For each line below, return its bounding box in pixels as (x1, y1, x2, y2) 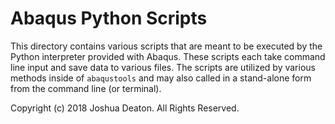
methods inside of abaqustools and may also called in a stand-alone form (10, 72, 312, 84)
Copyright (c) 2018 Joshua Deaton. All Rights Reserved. (10, 102, 240, 114)
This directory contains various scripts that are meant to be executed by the (10, 40, 323, 52)
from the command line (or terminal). (10, 82, 162, 94)
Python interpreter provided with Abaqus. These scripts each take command (10, 50, 326, 62)
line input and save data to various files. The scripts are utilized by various (10, 61, 316, 73)
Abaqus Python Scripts (10, 7, 208, 30)
